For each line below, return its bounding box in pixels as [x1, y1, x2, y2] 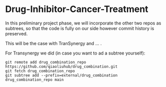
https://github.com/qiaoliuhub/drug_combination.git [5, 64, 118, 69]
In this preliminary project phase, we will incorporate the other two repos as [5, 20, 161, 26]
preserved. [5, 30, 28, 36]
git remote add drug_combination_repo [5, 59, 86, 64]
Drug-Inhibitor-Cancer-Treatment [5, 3, 149, 15]
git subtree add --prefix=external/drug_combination [5, 72, 118, 78]
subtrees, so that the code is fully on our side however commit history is [5, 25, 154, 31]
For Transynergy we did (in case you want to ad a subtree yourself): [5, 50, 145, 56]
